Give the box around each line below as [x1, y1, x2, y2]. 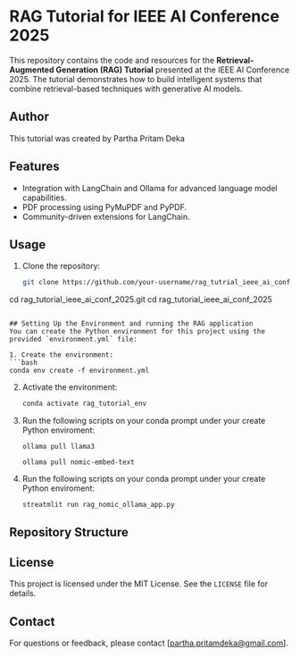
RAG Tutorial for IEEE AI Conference [9, 6, 279, 27]
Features [9, 159, 60, 174]
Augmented [9, 64, 55, 75]
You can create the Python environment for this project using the [9, 327, 266, 336]
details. [9, 588, 37, 599]
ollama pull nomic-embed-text [21, 458, 136, 467]
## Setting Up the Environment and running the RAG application [9, 319, 254, 328]
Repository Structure [9, 525, 129, 540]
